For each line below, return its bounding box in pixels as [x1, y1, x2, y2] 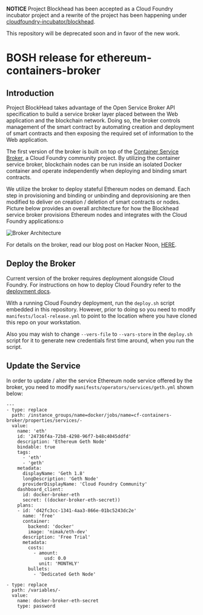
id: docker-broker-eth [22, 491, 80, 497]
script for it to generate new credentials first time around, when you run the [6, 336, 195, 344]
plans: [17, 502, 34, 508]
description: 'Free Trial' [22, 534, 91, 540]
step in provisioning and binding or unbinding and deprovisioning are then [6, 192, 191, 199]
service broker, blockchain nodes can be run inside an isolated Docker [6, 161, 182, 168]
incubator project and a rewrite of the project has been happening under [6, 12, 187, 19]
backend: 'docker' [28, 524, 75, 530]
